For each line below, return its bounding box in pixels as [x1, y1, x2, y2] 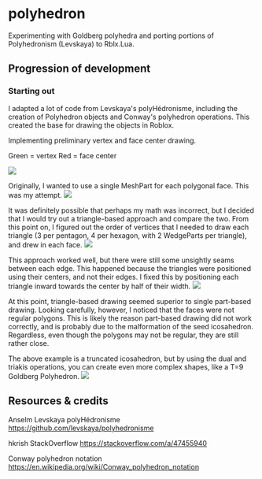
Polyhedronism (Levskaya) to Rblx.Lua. [8, 39, 135, 48]
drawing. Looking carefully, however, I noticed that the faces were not [8, 305, 234, 314]
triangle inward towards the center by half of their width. [8, 281, 191, 291]
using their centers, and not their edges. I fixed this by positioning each [8, 272, 239, 281]
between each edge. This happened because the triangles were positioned [8, 263, 252, 273]
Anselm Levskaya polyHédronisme [8, 415, 120, 425]
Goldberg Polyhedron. [8, 371, 80, 381]
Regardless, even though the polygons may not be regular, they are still [8, 330, 239, 340]
